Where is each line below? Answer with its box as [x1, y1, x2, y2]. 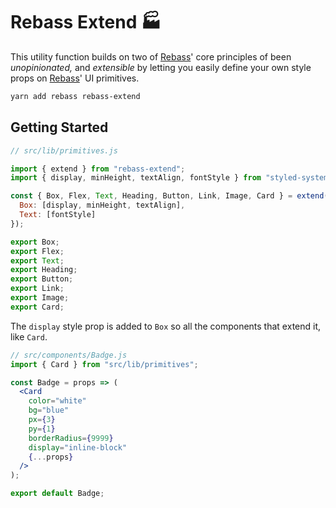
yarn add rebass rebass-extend [10, 91, 141, 101]
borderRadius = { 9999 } [28, 433, 114, 443]
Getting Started [10, 119, 109, 136]
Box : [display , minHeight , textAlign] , [19, 200, 186, 211]
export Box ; [10, 237, 60, 247]
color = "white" [28, 396, 87, 406]
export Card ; [10, 302, 65, 312]
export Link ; [10, 284, 65, 294]
